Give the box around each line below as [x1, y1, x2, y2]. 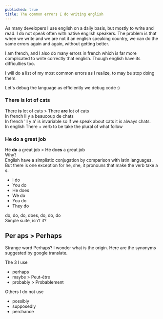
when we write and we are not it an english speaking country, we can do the [5, 35, 159, 42]
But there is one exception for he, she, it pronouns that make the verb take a [5, 162, 158, 169]
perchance [12, 308, 34, 314]
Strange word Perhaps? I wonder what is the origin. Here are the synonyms [5, 245, 156, 251]
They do [12, 203, 29, 209]
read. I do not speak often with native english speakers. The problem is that [5, 30, 157, 36]
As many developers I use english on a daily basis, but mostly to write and [5, 25, 154, 31]
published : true [5, 7, 38, 12]
